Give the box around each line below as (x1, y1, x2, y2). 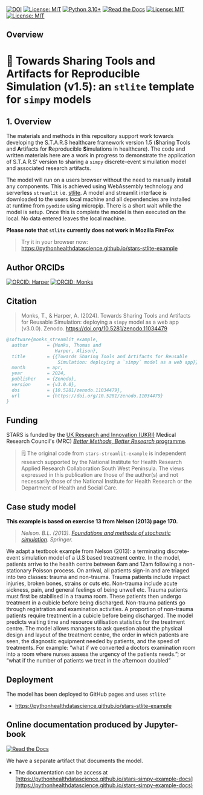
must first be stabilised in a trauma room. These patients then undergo (6, 593, 182, 600)
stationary (6, 567, 31, 574)
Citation (6, 296, 37, 306)
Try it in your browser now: (21, 238, 89, 246)
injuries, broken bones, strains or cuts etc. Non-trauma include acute (6, 580, 178, 587)
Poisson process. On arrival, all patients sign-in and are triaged (32, 567, 189, 574)
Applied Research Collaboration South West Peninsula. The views (21, 465, 184, 472)
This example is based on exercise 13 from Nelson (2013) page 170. (6, 518, 178, 525)
